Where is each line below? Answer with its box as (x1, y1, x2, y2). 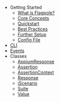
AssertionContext (17, 69, 54, 75)
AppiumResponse (17, 59, 54, 64)
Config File (17, 37, 40, 43)
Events (10, 48, 25, 54)
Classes (10, 53, 27, 59)
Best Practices (17, 26, 48, 32)
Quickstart (17, 20, 39, 27)
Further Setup (17, 32, 46, 37)
